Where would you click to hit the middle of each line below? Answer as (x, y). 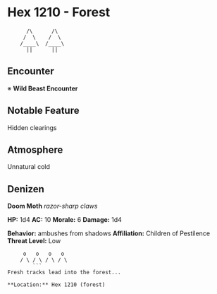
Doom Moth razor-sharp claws (52, 206)
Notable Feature (43, 111)
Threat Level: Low (34, 241)
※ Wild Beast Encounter (43, 88)
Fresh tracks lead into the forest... (64, 273)
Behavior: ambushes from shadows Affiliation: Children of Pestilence (108, 233)
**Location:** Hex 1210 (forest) (56, 285)
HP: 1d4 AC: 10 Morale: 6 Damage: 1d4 (64, 220)
